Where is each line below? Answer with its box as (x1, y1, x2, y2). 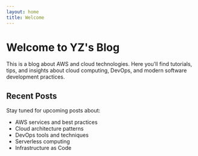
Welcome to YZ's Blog (6, 41, 120, 54)
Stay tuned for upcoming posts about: (6, 107, 101, 114)
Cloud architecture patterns (14, 125, 84, 132)
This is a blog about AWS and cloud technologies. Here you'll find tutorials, (6, 60, 193, 68)
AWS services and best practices (14, 119, 98, 126)
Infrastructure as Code (14, 145, 72, 152)
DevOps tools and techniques (14, 131, 89, 139)
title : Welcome (6, 15, 45, 21)
